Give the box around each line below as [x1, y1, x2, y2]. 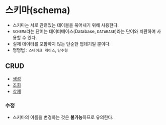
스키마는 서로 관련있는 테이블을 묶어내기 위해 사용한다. [12, 22, 119, 28]
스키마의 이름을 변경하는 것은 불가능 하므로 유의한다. [12, 114, 114, 120]
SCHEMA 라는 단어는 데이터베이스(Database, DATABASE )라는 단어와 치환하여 [12, 28, 156, 34]
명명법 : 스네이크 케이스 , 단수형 [12, 47, 68, 53]
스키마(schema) [5, 4, 70, 16]
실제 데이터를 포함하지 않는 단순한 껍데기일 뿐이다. [12, 40, 111, 46]
